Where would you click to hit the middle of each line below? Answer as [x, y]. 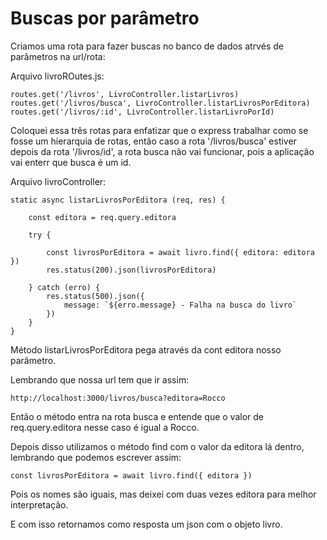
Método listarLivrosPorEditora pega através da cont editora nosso [146, 349]
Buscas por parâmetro [105, 18]
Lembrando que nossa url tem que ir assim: [100, 379]
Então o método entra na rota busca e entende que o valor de [137, 416]
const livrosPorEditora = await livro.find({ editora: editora [180, 252]
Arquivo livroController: [58, 181]
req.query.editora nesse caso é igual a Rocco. [105, 427]
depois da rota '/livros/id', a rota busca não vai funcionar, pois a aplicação [162, 151]
